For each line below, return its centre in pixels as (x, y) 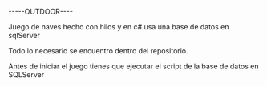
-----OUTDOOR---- (41, 12)
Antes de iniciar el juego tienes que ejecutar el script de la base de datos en (133, 66)
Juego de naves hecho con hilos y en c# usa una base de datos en (119, 27)
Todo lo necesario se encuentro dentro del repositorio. (98, 51)
